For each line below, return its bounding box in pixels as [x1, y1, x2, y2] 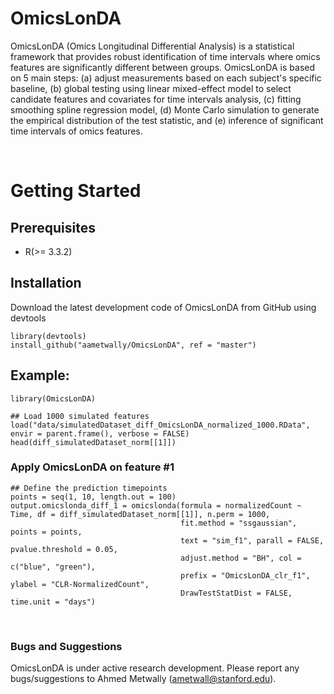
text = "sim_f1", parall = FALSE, [180, 535, 325, 546]
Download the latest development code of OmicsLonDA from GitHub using [10, 301, 317, 313]
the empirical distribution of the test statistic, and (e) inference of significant [10, 114, 324, 126]
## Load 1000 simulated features [10, 411, 150, 421]
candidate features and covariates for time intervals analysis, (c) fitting [10, 93, 302, 105]
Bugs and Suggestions [10, 639, 123, 653]
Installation [10, 275, 82, 292]
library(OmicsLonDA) [10, 393, 97, 404]
